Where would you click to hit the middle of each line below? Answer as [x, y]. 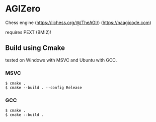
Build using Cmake [35, 48]
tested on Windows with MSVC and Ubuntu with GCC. [61, 60]
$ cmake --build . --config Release [44, 88]
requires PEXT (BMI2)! [28, 32]
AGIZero [23, 9]
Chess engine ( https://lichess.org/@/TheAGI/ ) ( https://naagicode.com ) [78, 22]
